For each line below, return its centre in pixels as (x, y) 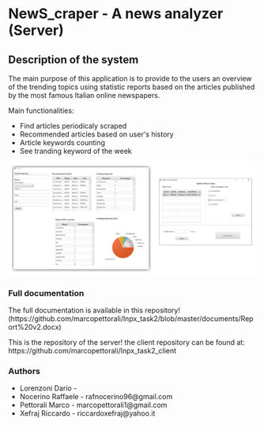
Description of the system (74, 60)
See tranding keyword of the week (75, 151)
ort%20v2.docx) (35, 327)
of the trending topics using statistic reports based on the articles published (132, 87)
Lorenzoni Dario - (48, 388)
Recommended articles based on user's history (96, 134)
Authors (25, 372)
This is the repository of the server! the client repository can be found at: (126, 342)
